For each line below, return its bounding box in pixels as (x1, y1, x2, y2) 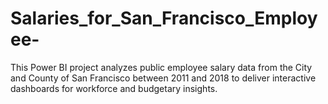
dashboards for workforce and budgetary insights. (10, 82, 218, 94)
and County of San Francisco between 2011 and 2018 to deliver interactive (10, 72, 317, 84)
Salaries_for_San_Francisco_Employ (10, 7, 318, 30)
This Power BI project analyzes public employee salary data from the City (10, 61, 313, 73)
